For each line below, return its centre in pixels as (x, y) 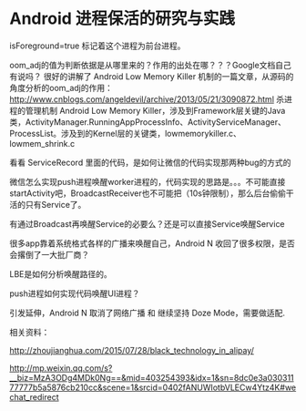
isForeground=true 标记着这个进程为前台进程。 (97, 46)
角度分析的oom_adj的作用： (61, 87)
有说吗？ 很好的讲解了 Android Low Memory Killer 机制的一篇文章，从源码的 (152, 76)
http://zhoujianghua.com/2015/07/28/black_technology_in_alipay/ (132, 350)
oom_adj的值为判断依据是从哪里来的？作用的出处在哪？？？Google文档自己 (150, 65)
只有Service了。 (56, 204)
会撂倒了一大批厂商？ (49, 254)
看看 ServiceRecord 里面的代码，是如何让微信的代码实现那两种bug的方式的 (150, 162)
